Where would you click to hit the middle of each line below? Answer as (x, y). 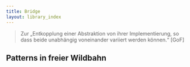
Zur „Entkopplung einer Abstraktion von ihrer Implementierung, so (100, 33)
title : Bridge (23, 11)
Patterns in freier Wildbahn (56, 58)
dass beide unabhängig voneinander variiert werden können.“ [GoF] (102, 40)
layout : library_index (34, 17)
